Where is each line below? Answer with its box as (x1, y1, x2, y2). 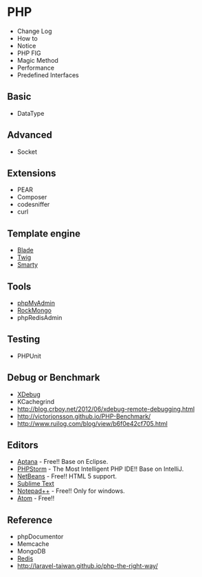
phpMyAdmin (16, 299, 56, 307)
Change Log (16, 27, 53, 35)
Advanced (7, 129, 53, 141)
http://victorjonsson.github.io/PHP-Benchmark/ (16, 412, 151, 421)
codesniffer (16, 201, 50, 209)
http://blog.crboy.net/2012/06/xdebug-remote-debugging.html (16, 405, 195, 413)
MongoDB (16, 547, 46, 556)
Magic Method (16, 56, 58, 64)
